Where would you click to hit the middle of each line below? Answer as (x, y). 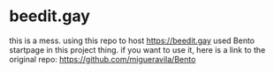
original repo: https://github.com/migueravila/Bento (103, 59)
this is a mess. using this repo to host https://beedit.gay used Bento (132, 40)
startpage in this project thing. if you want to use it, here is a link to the (137, 49)
